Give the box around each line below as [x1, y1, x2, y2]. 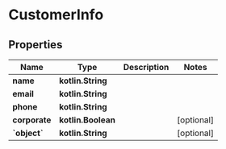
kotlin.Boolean [59, 114, 115, 126]
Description [123, 62, 169, 72]
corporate [12, 114, 52, 126]
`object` [12, 127, 44, 139]
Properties [8, 38, 63, 52]
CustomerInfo [8, 6, 104, 24]
